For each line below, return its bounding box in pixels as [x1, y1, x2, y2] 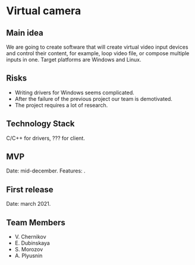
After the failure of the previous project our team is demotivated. [14, 95, 172, 102]
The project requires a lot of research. [14, 101, 108, 108]
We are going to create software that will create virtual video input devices [6, 43, 188, 50]
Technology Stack [6, 119, 75, 129]
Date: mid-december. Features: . [6, 167, 86, 174]
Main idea [6, 28, 43, 38]
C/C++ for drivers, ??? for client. [6, 135, 85, 142]
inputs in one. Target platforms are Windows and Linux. [6, 56, 141, 63]
